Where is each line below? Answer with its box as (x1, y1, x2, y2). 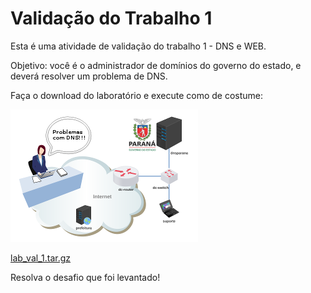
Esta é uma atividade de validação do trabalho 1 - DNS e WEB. (10, 40, 267, 52)
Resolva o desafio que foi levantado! (10, 271, 161, 283)
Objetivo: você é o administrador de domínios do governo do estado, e (10, 59, 302, 71)
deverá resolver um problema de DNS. (10, 70, 168, 82)
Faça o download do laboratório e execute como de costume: (10, 89, 264, 101)
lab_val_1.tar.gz (10, 252, 72, 264)
